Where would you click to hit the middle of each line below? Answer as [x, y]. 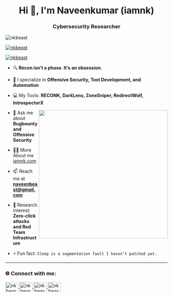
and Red [22, 227]
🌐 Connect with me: [31, 273]
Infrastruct [25, 238]
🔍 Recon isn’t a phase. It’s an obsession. [57, 68]
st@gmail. [24, 190]
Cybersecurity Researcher [86, 27]
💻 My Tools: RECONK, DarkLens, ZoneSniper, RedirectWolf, [78, 96]
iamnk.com [24, 161]
